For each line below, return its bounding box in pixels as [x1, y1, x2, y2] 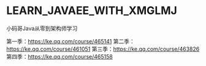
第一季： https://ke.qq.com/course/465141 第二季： [6, 37, 135, 45]
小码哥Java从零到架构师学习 [6, 24, 78, 32]
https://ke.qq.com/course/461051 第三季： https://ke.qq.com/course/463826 [6, 45, 200, 53]
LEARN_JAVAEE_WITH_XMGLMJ [6, 4, 178, 18]
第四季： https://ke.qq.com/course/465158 [6, 53, 113, 60]
